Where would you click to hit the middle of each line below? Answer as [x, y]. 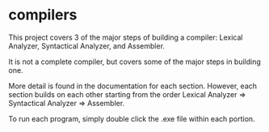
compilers [43, 15]
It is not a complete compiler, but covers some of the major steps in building [134, 62]
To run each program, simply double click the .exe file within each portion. [132, 118]
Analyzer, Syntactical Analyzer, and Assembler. [87, 45]
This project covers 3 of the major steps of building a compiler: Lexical [126, 37]
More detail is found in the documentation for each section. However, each [132, 86]
